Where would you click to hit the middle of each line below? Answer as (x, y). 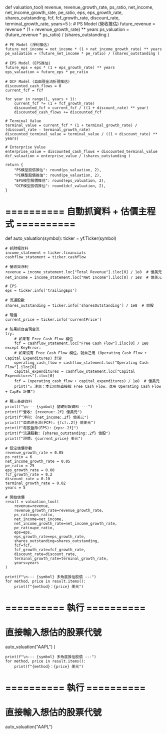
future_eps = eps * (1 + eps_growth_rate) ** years (60, 67)
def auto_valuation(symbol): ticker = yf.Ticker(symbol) (61, 238)
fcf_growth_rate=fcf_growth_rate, (50, 550)
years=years (26, 563)
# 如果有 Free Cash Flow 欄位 (44, 339)
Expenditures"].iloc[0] (30, 376)
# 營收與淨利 (17, 267)
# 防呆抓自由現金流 (22, 329)
